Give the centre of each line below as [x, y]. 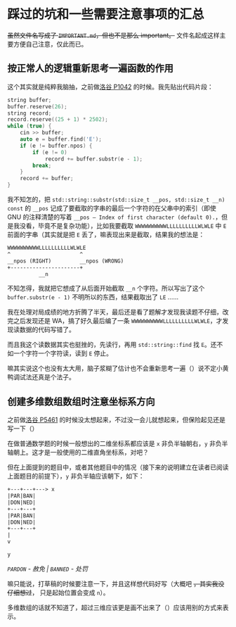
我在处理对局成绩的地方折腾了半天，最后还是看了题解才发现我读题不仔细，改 [118, 312]
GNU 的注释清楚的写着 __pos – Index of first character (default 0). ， [114, 217]
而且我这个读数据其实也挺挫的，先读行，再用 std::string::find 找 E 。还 [112, 345]
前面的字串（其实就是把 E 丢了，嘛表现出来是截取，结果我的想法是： [106, 234]
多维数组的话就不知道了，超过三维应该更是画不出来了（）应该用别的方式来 [115, 607]
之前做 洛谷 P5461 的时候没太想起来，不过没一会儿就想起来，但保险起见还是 [117, 420]
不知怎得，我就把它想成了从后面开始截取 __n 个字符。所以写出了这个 [106, 289]
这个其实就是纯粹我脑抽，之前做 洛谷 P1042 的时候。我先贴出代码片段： [110, 87]
